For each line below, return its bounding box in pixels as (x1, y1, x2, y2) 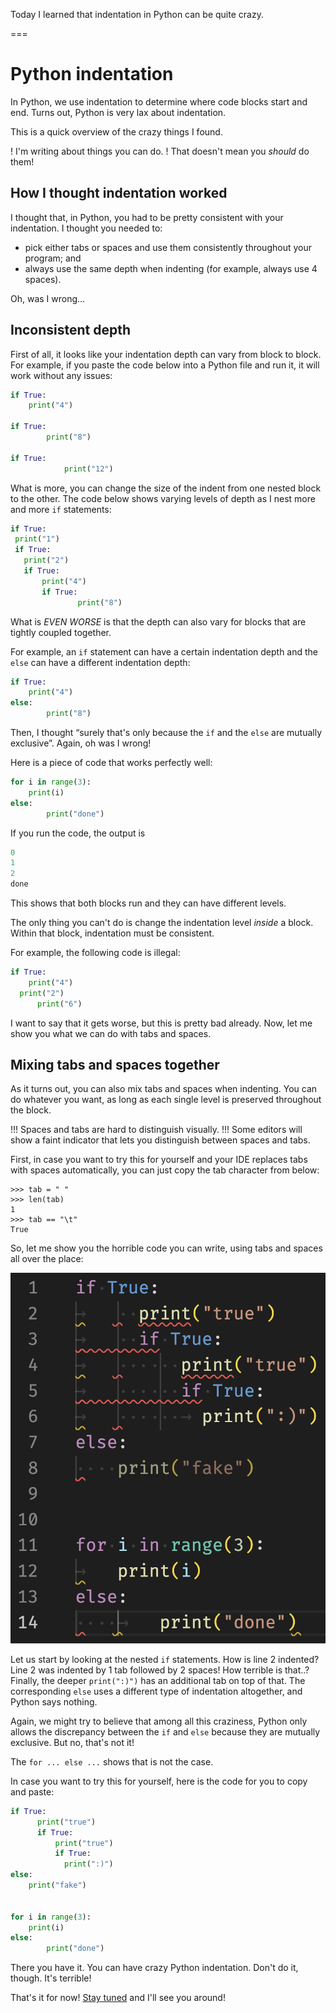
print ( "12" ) (63, 464, 114, 474)
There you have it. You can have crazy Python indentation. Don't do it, (10, 1962, 299, 1974)
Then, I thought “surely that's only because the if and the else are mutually (10, 727, 323, 739)
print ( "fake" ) (28, 1880, 87, 1891)
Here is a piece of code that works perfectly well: (10, 757, 213, 769)
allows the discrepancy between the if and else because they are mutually (10, 1725, 321, 1738)
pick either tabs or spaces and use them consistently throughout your (24, 241, 312, 253)
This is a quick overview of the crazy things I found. (10, 125, 223, 138)
